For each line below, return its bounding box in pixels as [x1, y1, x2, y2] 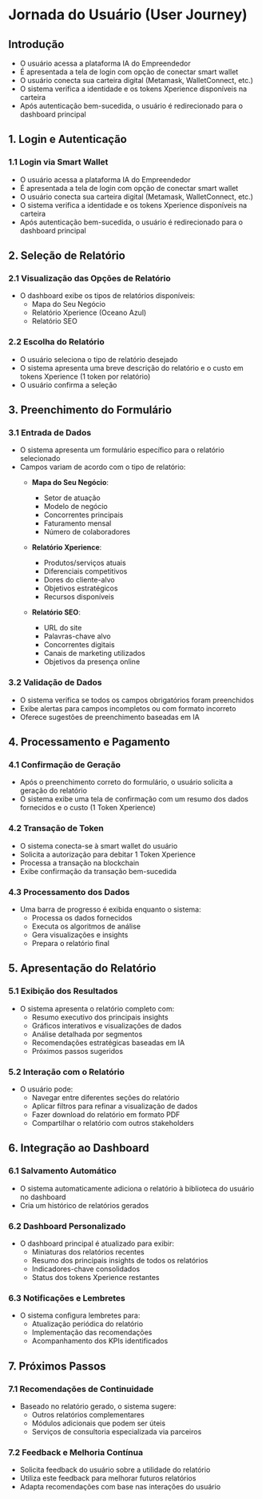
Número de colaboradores [43, 527, 130, 537]
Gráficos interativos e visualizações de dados [31, 1020, 182, 1030]
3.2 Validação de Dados [8, 677, 102, 688]
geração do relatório [19, 785, 88, 796]
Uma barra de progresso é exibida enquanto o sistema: [19, 905, 201, 914]
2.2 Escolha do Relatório [8, 336, 105, 348]
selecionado [19, 454, 61, 463]
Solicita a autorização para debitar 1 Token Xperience [19, 849, 196, 859]
